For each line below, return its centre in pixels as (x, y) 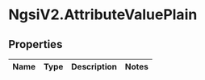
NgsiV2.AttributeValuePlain (103, 15)
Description (94, 67)
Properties (36, 44)
